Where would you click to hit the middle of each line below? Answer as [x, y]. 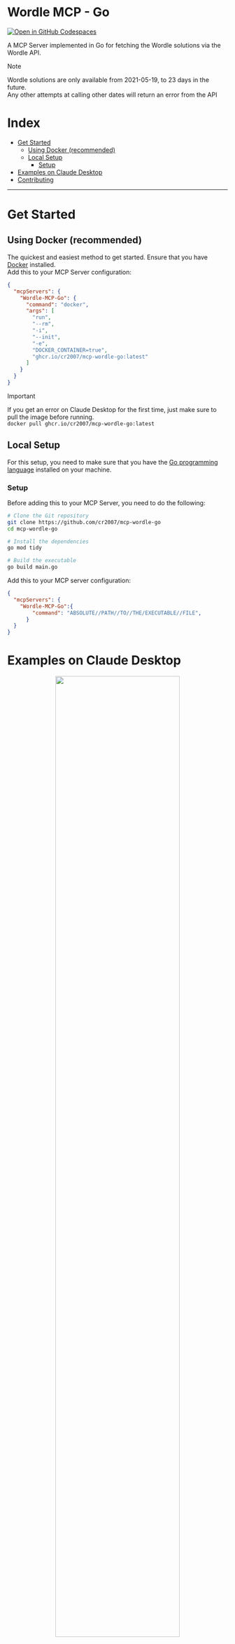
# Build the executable [42, 561]
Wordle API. [24, 53]
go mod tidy [24, 548]
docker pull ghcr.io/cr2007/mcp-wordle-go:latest [81, 424]
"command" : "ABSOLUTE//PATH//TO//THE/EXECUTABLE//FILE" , [117, 613]
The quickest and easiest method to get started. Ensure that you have [108, 257]
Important [21, 396]
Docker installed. [31, 264]
